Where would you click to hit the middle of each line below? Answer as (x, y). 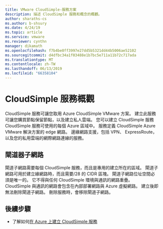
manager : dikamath (24, 46)
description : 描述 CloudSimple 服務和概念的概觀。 (53, 14)
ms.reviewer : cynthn (26, 42)
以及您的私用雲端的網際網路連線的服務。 (46, 138)
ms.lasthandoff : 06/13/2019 (34, 69)
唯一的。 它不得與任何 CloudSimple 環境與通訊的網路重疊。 (73, 180)
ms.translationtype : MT (29, 60)
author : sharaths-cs (26, 19)
